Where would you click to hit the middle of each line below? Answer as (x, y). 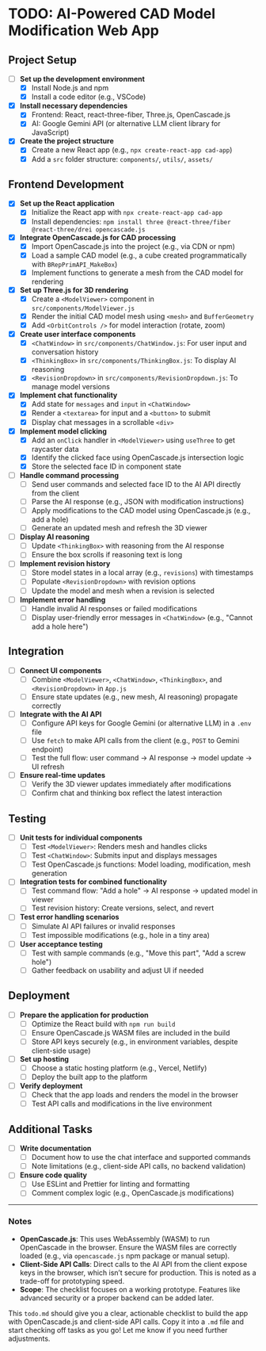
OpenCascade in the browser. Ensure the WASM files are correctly (128, 1247)
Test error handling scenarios (69, 917)
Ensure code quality (53, 1175)
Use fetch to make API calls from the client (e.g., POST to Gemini (135, 740)
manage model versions (71, 387)
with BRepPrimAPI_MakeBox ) (74, 264)
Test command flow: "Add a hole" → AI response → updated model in (144, 891)
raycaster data (55, 449)
